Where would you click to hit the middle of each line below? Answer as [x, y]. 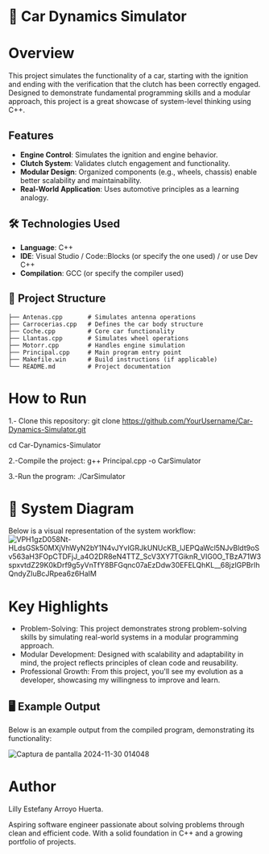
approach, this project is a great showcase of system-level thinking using [130, 102]
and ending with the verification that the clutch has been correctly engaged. [134, 85]
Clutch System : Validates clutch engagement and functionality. [125, 163]
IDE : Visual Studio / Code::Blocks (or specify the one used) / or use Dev [139, 256]
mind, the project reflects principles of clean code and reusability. [129, 663]
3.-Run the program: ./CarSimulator [67, 476]
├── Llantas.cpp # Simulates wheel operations [99, 338]
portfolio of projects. [42, 842]
